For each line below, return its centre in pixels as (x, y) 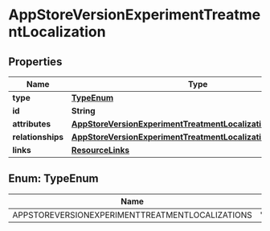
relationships (38, 137)
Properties (35, 62)
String (83, 111)
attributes (31, 124)
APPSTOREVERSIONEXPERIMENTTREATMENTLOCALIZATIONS (133, 215)
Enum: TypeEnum (53, 179)
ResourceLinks (100, 150)
